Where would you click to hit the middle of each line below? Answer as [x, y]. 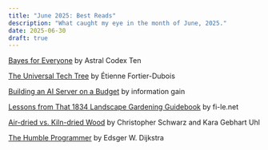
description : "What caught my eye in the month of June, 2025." [118, 23]
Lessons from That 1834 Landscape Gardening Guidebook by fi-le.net [124, 107]
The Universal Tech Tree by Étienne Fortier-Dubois [92, 76]
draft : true [28, 38]
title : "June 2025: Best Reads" [62, 16]
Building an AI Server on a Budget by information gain [97, 92]
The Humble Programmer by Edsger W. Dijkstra [86, 138]
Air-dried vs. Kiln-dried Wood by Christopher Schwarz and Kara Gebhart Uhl [134, 122]
